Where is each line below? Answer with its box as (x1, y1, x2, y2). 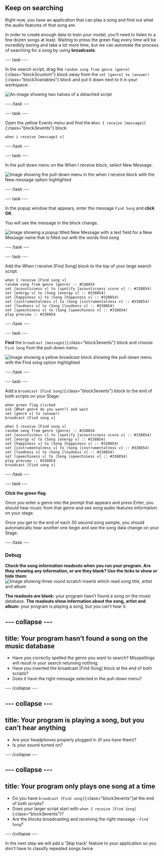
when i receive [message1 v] (5, 134, 64, 139)
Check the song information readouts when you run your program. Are (5, 563, 151, 569)
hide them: (5, 573, 28, 579)
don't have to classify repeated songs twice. (5, 845, 94, 851)
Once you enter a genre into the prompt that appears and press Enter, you (5, 499, 154, 505)
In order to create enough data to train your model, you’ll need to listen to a (5, 31, 156, 37)
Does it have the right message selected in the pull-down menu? (12, 676, 142, 682)
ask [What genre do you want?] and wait (5, 406, 89, 412)
